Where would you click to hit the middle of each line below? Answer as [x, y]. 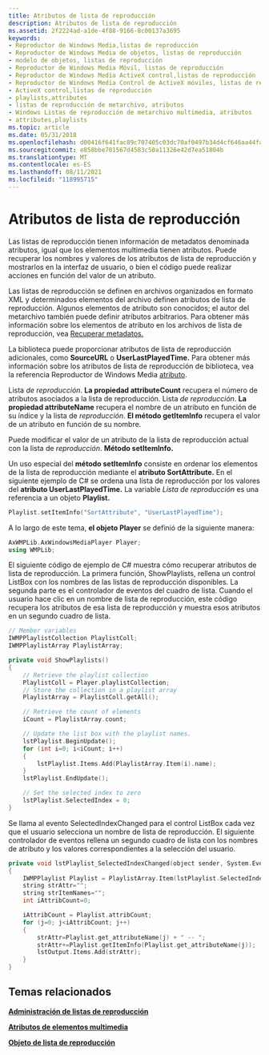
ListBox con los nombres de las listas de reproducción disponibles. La [123, 582]
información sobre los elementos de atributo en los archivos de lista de [125, 324]
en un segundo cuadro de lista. [59, 616]
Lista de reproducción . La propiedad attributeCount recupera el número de [133, 390]
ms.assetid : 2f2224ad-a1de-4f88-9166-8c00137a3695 [94, 30]
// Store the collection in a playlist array [100, 690]
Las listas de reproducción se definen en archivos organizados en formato [131, 291]
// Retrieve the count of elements [82, 712]
